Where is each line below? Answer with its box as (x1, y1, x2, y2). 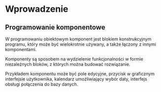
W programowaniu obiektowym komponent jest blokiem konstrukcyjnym (5, 36, 152, 42)
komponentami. (5, 47, 37, 52)
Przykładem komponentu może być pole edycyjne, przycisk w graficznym (5, 71, 155, 77)
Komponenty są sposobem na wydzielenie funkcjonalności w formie (5, 56, 144, 62)
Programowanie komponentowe (5, 23, 105, 31)
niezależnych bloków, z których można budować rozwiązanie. (5, 61, 130, 67)
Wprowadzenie (5, 3, 68, 15)
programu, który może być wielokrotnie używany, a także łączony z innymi (5, 41, 157, 47)
